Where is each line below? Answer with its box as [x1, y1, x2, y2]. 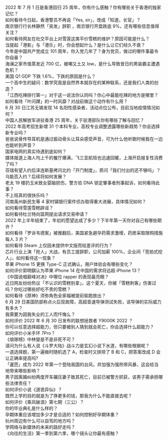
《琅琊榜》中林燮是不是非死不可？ [5, 336, 75, 342]
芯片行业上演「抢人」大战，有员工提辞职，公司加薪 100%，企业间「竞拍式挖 [5, 249, 163, 255]
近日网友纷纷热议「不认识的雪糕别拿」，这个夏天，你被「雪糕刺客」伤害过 [5, 280, 156, 286]
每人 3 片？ [5, 236, 28, 242]
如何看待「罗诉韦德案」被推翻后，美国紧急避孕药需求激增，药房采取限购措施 [5, 230, 163, 236]
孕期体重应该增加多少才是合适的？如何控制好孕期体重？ [5, 411, 119, 417]
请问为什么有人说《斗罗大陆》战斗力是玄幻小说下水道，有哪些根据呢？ [5, 343, 150, 348]
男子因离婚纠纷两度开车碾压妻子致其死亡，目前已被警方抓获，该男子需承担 [5, 374, 158, 380]
